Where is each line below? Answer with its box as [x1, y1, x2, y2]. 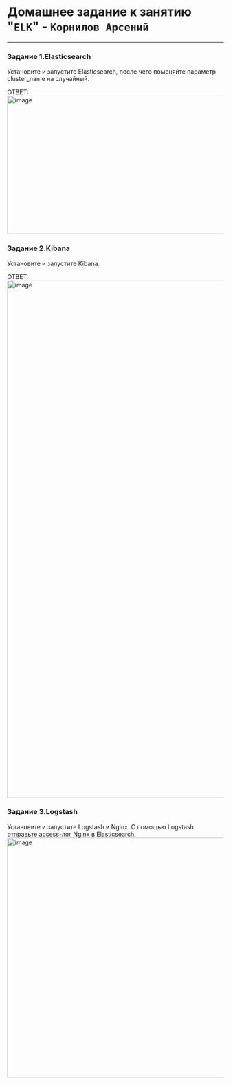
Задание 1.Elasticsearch [7, 52, 91, 61]
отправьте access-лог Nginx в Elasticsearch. [7, 830, 136, 838]
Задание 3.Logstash [7, 807, 78, 817]
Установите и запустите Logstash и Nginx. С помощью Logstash [7, 822, 195, 831]
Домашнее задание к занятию [7, 4, 192, 20]
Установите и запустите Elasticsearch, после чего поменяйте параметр [7, 67, 217, 76]
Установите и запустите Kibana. [7, 259, 100, 267]
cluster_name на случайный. [7, 75, 90, 83]
